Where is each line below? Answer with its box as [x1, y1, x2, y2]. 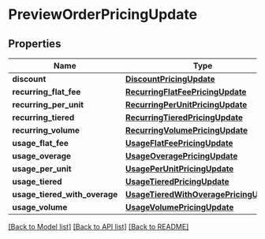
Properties [8, 37, 62, 50]
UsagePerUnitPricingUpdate [125, 163, 234, 174]
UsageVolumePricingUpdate [125, 202, 234, 212]
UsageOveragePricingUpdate [125, 151, 238, 161]
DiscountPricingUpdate [125, 73, 215, 84]
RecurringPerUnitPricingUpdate [125, 99, 248, 110]
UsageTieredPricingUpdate [125, 176, 230, 187]
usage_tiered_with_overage [12, 189, 118, 200]
